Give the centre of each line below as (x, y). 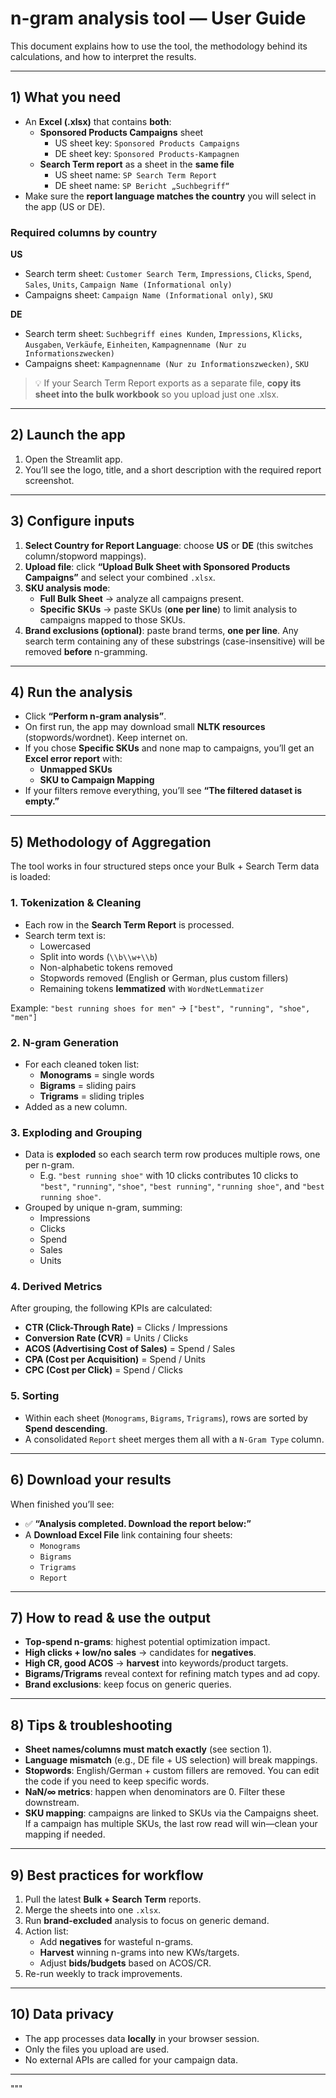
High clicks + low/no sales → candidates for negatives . (140, 1653)
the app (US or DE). (65, 206)
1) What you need (66, 97)
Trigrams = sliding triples (92, 1096)
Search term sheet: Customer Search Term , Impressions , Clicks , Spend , (168, 274)
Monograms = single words (97, 1074)
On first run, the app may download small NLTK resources (145, 727)
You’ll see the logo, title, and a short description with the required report (173, 469)
